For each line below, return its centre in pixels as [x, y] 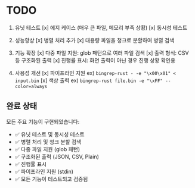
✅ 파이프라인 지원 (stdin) [44, 171]
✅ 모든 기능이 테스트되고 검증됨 [51, 178]
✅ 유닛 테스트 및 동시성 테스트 [49, 134]
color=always [31, 86]
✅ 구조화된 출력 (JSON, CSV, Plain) [57, 156]
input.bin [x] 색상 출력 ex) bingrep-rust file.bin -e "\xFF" [89, 80]
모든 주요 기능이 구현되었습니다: [43, 121]
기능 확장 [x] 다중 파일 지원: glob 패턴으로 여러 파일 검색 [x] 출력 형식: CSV [102, 53]
